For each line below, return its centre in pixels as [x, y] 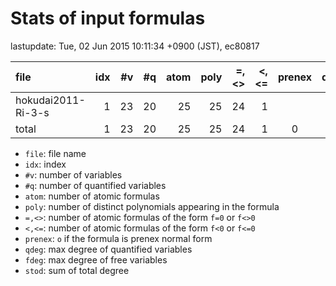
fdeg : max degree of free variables [96, 259]
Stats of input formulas [108, 18]
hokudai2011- [50, 100]
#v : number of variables [73, 174]
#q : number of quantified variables [95, 185]
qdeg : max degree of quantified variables [108, 249]
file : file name [55, 153]
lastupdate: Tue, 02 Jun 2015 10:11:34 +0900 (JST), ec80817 [135, 46]
